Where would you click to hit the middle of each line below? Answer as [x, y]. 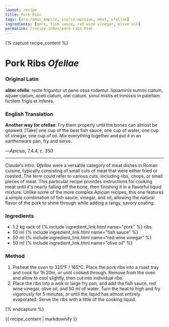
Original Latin [22, 79]
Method [15, 256]
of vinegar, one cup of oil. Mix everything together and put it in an [73, 135]
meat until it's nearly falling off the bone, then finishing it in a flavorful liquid [83, 187]
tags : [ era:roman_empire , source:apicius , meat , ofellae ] [67, 19]
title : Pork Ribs [23, 15]
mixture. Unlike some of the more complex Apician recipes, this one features [84, 192]
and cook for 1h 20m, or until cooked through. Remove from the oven [84, 272]
